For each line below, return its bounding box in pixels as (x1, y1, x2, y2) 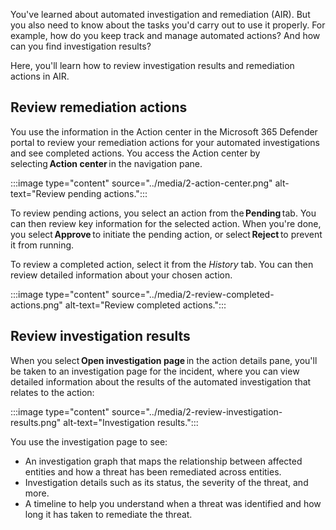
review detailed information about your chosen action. (10, 269, 233, 281)
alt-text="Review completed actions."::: (64, 299, 227, 311)
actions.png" (10, 299, 63, 311)
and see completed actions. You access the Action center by (10, 147, 261, 159)
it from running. (10, 239, 75, 251)
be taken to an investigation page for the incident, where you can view (10, 365, 300, 377)
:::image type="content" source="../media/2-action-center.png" (10, 177, 273, 189)
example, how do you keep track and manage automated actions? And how (10, 30, 321, 41)
